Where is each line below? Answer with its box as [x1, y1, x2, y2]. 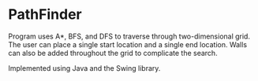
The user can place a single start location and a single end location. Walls [8, 39, 247, 49]
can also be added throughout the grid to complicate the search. [8, 48, 219, 57]
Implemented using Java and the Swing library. [8, 63, 161, 72]
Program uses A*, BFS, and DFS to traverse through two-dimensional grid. [8, 31, 251, 41]
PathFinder [8, 6, 82, 24]
